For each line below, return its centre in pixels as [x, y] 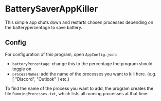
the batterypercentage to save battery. [44, 27]
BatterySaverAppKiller [52, 9]
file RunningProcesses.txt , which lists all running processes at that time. [77, 93]
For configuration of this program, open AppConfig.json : [61, 54]
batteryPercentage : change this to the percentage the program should [82, 63]
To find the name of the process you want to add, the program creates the [79, 88]
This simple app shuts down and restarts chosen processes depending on [79, 22]
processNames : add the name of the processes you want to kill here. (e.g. [84, 74]
